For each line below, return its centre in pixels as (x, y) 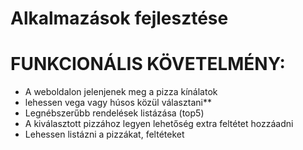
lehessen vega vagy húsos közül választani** (118, 103)
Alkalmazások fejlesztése (119, 18)
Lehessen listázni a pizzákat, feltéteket (104, 134)
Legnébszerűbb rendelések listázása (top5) (114, 113)
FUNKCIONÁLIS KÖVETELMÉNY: (148, 64)
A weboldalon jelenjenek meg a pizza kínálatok (121, 92)
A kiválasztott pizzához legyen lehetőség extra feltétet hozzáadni (159, 124)
